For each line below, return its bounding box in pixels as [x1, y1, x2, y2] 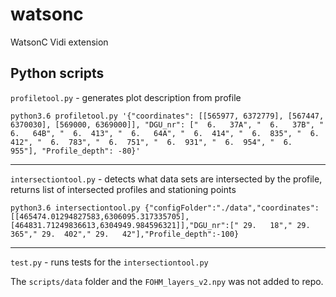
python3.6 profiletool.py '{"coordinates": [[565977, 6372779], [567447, [10, 111, 325, 121]
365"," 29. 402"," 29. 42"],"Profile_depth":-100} [10, 229, 240, 239]
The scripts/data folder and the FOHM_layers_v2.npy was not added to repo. [10, 275, 324, 287]
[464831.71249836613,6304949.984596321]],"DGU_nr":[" [10, 220, 240, 230]
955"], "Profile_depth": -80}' [10, 146, 141, 156]
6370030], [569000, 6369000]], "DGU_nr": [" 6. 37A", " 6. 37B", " [10, 119, 325, 130]
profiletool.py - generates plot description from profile [10, 91, 242, 103]
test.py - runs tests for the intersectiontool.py [10, 256, 209, 268]
